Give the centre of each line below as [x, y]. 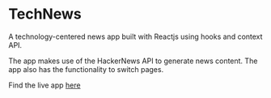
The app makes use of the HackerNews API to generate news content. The [133, 61]
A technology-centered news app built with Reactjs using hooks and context [135, 36]
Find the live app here [44, 85]
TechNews [45, 14]
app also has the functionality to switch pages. [86, 69]
